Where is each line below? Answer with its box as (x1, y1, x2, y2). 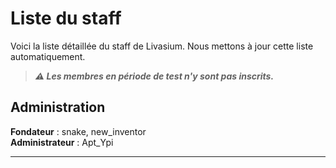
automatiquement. (10, 50, 86, 62)
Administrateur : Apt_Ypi (10, 136, 114, 148)
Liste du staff (10, 7, 122, 30)
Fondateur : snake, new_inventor (10, 125, 147, 137)
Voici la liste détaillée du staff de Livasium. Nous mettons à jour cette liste (10, 40, 314, 52)
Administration (10, 99, 106, 116)
